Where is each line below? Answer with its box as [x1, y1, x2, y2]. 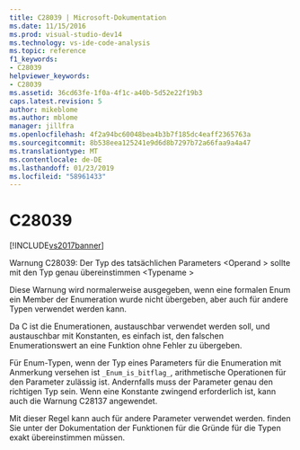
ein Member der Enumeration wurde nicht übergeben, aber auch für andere [9, 294, 289, 305]
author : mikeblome [9, 105, 78, 114]
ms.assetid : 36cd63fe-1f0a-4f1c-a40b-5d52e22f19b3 [9, 88, 203, 97]
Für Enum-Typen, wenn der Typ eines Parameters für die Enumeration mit [9, 357, 282, 368]
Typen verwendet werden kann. [9, 304, 128, 314]
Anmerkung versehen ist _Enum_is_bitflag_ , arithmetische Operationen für [9, 367, 287, 378]
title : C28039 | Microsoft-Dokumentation [9, 13, 167, 22]
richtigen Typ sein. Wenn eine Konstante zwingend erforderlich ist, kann [9, 386, 277, 397]
